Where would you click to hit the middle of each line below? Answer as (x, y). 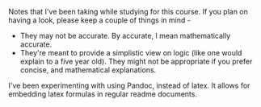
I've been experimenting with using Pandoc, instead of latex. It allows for (129, 85)
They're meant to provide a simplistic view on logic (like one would (131, 53)
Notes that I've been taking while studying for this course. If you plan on (128, 12)
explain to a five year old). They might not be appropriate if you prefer (136, 61)
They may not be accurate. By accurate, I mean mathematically (125, 36)
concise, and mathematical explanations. (88, 70)
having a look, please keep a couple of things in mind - (100, 20)
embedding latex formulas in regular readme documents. (103, 94)
